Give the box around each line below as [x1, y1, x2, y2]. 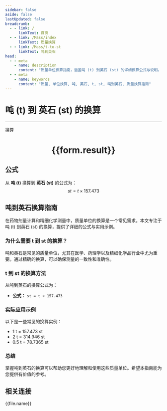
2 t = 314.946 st [12, 334, 45, 340]
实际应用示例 [5, 306, 36, 313]
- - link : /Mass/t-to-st [9, 44, 61, 49]
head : [5, 53, 16, 59]
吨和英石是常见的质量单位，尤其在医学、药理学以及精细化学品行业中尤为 [5, 250, 153, 256]
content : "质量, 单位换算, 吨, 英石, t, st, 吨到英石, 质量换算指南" [18, 81, 152, 86]
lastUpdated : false [5, 16, 46, 21]
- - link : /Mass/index [9, 35, 57, 40]
